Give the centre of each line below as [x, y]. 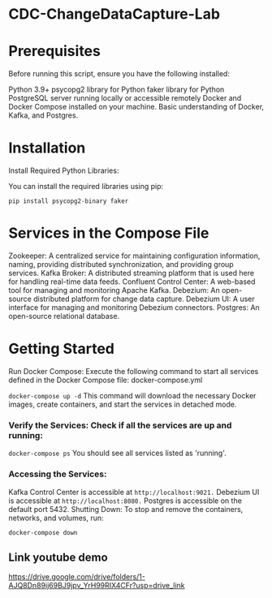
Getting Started [62, 349]
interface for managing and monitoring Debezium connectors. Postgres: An [134, 308]
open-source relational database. [64, 316]
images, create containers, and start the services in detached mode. [123, 404]
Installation [47, 148]
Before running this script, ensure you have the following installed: [119, 74]
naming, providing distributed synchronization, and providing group [121, 264]
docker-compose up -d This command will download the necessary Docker [132, 395]
